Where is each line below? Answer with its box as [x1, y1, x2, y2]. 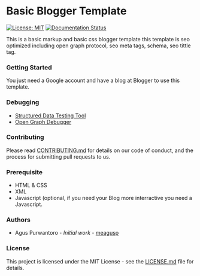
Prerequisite [6, 168, 43, 176]
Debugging [6, 98, 40, 107]
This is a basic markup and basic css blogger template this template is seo [6, 35, 190, 43]
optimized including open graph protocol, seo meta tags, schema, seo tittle [6, 42, 192, 49]
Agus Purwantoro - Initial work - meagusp [14, 229, 119, 236]
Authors [6, 216, 31, 224]
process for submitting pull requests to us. [6, 153, 111, 160]
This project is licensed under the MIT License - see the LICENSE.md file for [6, 257, 194, 265]
